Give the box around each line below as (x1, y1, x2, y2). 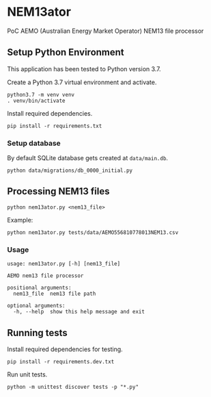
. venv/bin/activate (7, 97, 66, 104)
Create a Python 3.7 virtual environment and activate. (7, 78, 157, 86)
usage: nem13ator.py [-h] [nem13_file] (7, 261, 121, 268)
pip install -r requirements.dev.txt (7, 358, 115, 365)
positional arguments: (7, 285, 72, 292)
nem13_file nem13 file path (13, 290, 96, 298)
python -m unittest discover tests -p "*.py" (7, 383, 139, 390)
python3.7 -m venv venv (7, 91, 75, 98)
